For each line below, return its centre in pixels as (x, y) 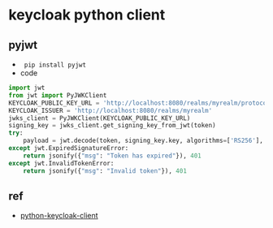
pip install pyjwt (55, 65)
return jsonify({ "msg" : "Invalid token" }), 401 (105, 171)
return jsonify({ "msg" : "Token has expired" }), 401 (112, 156)
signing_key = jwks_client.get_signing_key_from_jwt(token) (113, 126)
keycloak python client (87, 15)
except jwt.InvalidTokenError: (61, 163)
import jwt (27, 88)
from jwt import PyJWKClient (58, 95)
